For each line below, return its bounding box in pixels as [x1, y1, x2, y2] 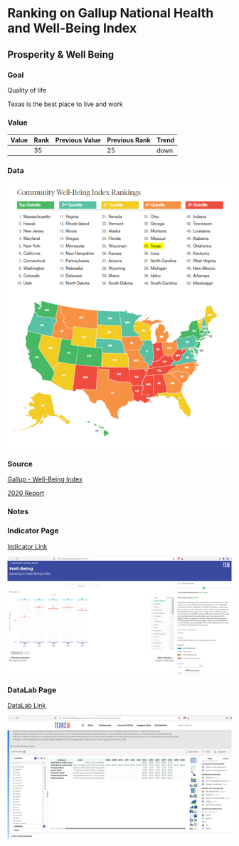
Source [7, 459, 33, 469]
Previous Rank [106, 135, 151, 144]
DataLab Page [7, 685, 57, 695]
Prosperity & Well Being [7, 48, 115, 61]
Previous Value [55, 135, 101, 144]
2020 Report [7, 489, 45, 498]
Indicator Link [7, 542, 48, 550]
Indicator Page [7, 526, 59, 536]
